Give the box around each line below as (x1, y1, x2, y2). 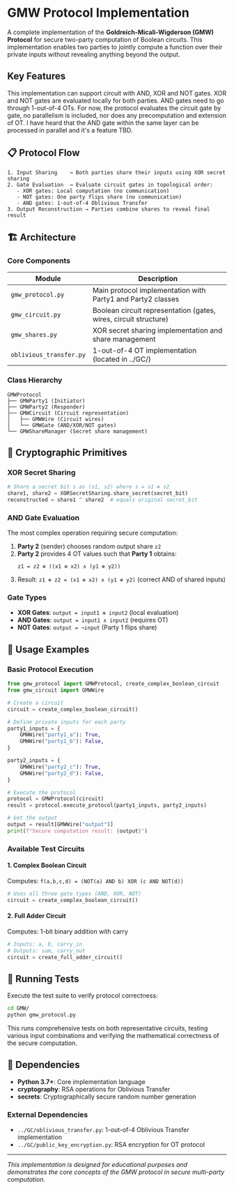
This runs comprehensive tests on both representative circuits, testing (7, 1024, 208, 1032)
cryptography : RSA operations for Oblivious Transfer (17, 1085, 171, 1093)
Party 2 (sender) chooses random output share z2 (17, 542, 162, 551)
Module (35, 274, 61, 284)
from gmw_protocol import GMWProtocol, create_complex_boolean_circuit (7, 680, 219, 687)
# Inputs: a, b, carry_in (7, 940, 82, 947)
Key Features (7, 70, 66, 82)
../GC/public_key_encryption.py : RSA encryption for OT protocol (17, 1141, 205, 1149)
